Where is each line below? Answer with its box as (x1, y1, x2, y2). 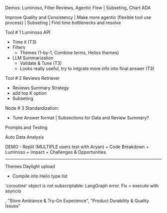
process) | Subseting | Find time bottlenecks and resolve (5, 20, 121, 25)
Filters (12, 44, 26, 50)
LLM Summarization (12, 55, 54, 61)
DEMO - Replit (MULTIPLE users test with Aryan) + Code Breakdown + (5, 144, 149, 150)
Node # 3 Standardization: (5, 105, 59, 111)
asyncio (5, 188, 21, 194)
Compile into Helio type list (12, 173, 68, 179)
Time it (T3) (12, 39, 37, 45)
